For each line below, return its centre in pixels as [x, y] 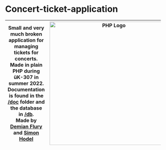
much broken [26, 34]
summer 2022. [26, 83]
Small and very [26, 28]
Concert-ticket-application [62, 9]
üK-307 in [26, 77]
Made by [26, 120]
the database [26, 108]
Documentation [26, 89]
